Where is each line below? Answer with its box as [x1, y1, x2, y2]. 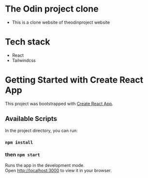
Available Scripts [5, 115, 57, 123]
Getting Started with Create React [5, 74, 144, 86]
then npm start [5, 151, 40, 158]
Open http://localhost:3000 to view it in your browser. [5, 167, 112, 173]
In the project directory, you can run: [5, 127, 78, 133]
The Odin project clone [5, 3, 99, 15]
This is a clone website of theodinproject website [12, 19, 110, 25]
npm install [5, 139, 33, 145]
